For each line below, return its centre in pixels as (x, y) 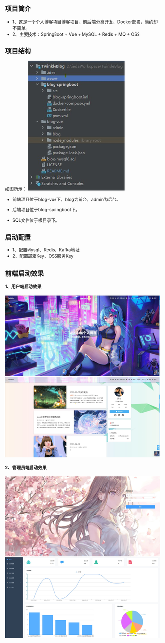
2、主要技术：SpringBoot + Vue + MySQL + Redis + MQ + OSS (76, 34)
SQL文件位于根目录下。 (36, 220)
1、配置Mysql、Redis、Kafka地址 (46, 250)
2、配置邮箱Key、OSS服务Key (43, 256)
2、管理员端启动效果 (26, 468)
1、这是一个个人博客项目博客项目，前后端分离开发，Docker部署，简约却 (85, 22)
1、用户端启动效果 (23, 287)
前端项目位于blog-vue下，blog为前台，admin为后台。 (67, 199)
